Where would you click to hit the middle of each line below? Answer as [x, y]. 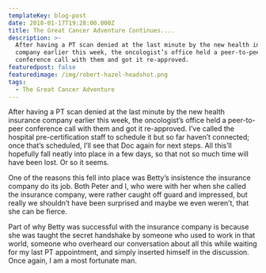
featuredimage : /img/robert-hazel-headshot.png [88, 75]
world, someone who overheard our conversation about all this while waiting [133, 244]
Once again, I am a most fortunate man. [72, 261]
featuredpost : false [42, 67]
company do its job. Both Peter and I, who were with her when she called [127, 186]
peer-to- [241, 121]
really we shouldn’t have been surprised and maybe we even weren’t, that [129, 203]
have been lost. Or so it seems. [59, 163]
